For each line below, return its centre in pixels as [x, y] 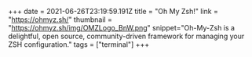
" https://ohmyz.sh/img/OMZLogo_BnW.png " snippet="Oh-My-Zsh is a [122, 28]
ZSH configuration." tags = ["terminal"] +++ [79, 45]
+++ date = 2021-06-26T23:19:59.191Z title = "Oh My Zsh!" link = [113, 11]
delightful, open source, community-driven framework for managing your [126, 36]
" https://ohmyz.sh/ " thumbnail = [60, 20]
